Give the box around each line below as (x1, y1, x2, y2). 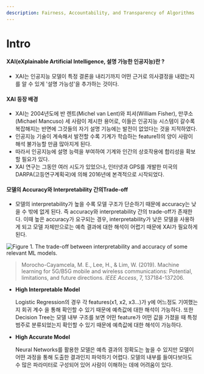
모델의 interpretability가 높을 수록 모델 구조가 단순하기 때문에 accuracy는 (15, 201, 191, 208)
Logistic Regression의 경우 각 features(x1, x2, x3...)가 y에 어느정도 (15, 299, 177, 306)
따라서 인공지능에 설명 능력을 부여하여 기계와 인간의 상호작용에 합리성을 (15, 148, 185, 155)
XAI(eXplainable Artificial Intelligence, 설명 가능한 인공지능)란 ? (6, 58, 165, 65)
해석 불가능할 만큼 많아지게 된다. (15, 140, 92, 148)
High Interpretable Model (15, 286, 80, 293)
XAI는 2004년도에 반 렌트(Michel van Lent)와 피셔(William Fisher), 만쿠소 (15, 110, 194, 117)
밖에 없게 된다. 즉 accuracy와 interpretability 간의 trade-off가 (28, 208, 177, 215)
